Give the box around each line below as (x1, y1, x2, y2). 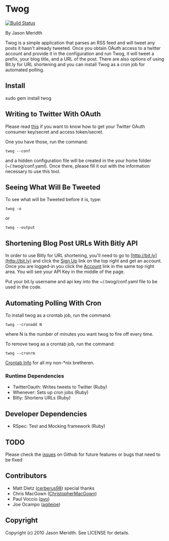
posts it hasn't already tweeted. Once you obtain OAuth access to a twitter (5, 45, 161, 51)
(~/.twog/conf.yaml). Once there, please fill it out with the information (5, 163, 150, 169)
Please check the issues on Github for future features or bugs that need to (5, 451, 161, 457)
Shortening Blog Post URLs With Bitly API (5, 239, 138, 248)
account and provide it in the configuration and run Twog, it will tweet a (5, 50, 154, 57)
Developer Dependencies (5, 410, 87, 418)
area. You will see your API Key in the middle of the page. (5, 268, 125, 275)
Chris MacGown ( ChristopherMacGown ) (12, 490, 97, 497)
